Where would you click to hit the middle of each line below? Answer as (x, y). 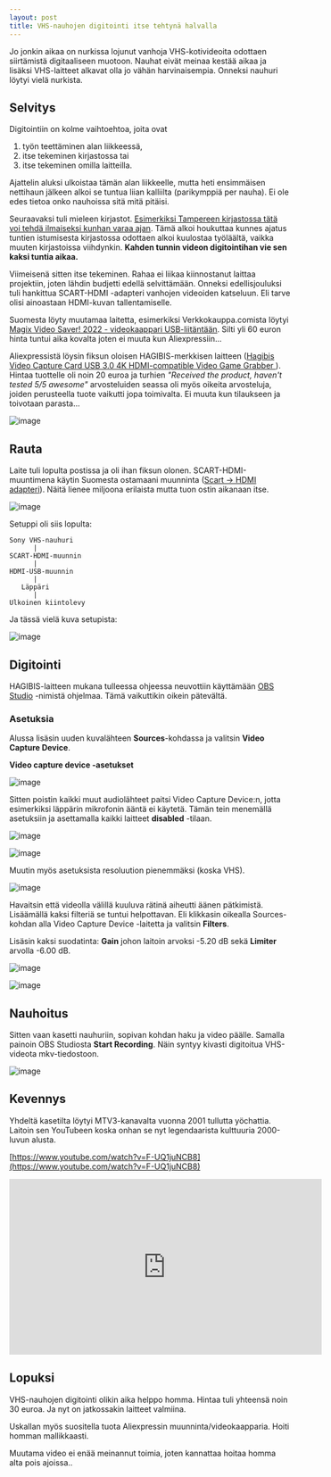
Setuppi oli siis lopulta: (50, 524)
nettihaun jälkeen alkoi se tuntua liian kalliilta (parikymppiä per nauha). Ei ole (149, 192)
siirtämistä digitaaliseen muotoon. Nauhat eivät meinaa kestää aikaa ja (138, 61)
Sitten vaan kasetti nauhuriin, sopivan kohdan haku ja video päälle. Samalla (147, 1035)
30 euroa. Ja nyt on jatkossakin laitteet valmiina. (98, 1409)
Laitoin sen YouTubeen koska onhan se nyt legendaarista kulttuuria (132, 1130)
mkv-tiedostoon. (69, 1054)
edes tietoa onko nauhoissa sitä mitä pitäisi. (89, 202)
